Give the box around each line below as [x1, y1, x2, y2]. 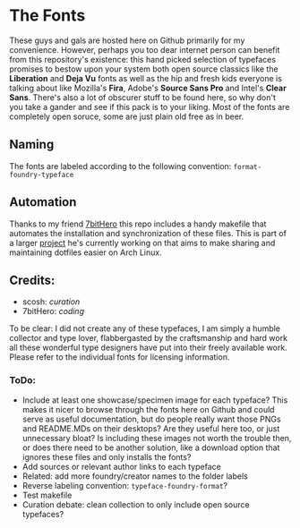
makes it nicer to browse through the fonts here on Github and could [21, 404, 275, 414]
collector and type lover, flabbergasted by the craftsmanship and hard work [9, 333, 288, 344]
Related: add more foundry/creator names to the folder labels [21, 471, 248, 481]
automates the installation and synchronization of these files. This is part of [9, 227, 287, 238]
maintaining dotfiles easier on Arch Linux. [9, 247, 163, 258]
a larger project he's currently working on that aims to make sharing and [9, 237, 276, 248]
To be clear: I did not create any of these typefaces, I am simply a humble [9, 323, 280, 334]
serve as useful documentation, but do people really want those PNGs [21, 413, 281, 424]
